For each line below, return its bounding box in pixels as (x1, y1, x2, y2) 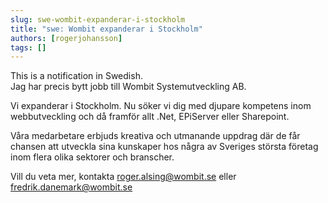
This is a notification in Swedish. (10, 70, 143, 82)
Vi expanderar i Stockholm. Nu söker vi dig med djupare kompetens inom (10, 100, 312, 112)
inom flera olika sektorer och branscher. (10, 151, 175, 163)
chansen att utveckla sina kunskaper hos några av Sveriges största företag (10, 141, 319, 153)
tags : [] (10, 42, 47, 53)
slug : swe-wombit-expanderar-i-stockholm (10, 14, 186, 25)
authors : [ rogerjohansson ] (10, 33, 123, 43)
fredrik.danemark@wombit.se (10, 181, 133, 193)
